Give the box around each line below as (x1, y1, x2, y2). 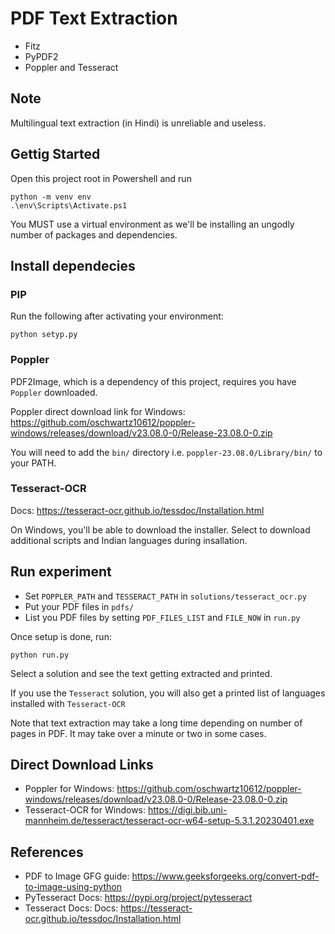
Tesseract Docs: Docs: (24, 902, 119, 914)
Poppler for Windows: (24, 783, 115, 795)
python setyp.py (10, 330, 78, 340)
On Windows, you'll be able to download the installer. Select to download (10, 523, 311, 536)
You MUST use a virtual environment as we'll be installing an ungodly (10, 218, 295, 230)
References (10, 843, 84, 861)
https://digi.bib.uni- (147, 804, 228, 816)
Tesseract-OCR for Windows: (24, 804, 147, 816)
